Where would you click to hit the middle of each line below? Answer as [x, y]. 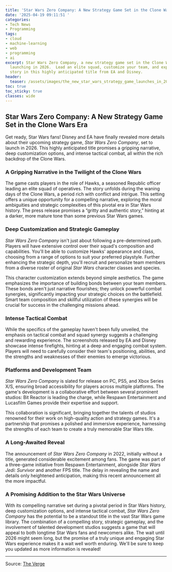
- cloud [14, 39]
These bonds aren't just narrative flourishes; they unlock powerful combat [84, 288]
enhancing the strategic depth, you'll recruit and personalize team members [85, 262]
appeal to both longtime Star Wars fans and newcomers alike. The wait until [85, 532]
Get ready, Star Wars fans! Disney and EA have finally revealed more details [85, 137]
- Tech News [18, 24]
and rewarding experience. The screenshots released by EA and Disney [81, 340]
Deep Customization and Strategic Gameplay [62, 229]
